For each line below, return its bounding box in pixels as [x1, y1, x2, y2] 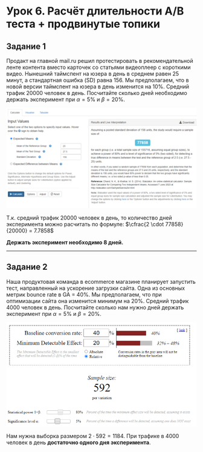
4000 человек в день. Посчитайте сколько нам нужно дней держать [6, 304, 184, 311]
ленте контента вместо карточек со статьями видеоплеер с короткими [6, 64, 192, 71]
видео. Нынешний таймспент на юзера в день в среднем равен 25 [6, 70, 179, 77]
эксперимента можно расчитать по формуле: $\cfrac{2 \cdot [6, 220, 164, 228]
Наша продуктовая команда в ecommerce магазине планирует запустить [6, 278, 196, 285]
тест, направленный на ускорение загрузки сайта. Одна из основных [6, 284, 185, 292]
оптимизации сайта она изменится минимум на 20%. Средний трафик [6, 297, 189, 304]
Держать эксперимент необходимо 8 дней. [6, 238, 124, 246]
